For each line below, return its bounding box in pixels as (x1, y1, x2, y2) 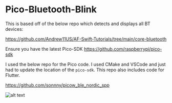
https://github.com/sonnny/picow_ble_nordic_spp (5, 82, 110, 88)
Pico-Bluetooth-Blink (5, 4, 97, 15)
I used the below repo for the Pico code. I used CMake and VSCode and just (5, 61, 166, 67)
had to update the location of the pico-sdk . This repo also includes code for (5, 67, 165, 73)
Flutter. (5, 72, 20, 78)
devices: (5, 26, 24, 32)
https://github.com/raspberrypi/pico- (83, 46, 162, 52)
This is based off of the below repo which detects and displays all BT (5, 20, 151, 27)
